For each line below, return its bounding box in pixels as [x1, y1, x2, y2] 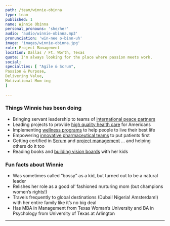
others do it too [12, 143, 45, 149]
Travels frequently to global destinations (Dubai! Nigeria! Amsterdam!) [12, 194, 158, 201]
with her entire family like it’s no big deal [12, 200, 97, 206]
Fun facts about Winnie [5, 161, 64, 168]
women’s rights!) [12, 189, 48, 195]
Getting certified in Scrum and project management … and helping [12, 138, 151, 144]
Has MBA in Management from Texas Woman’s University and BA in [12, 205, 154, 211]
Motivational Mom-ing [5, 78, 51, 83]
